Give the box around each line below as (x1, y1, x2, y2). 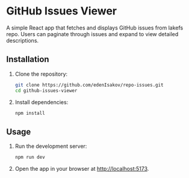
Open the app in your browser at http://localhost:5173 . (14, 165, 149, 173)
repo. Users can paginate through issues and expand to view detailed (6, 30, 179, 37)
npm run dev (14, 155, 45, 161)
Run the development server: (14, 143, 87, 150)
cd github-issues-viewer (14, 87, 78, 94)
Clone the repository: (14, 70, 68, 78)
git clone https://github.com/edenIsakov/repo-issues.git (14, 82, 164, 88)
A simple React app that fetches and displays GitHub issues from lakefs (6, 24, 184, 31)
